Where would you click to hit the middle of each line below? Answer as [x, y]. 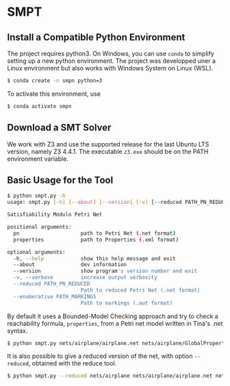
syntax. [17, 331]
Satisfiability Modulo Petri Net [55, 215]
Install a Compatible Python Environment [96, 37]
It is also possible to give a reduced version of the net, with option [100, 356]
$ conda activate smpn [39, 106]
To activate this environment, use [54, 94]
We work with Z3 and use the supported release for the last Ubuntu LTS [108, 144]
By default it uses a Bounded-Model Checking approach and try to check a [113, 316]
